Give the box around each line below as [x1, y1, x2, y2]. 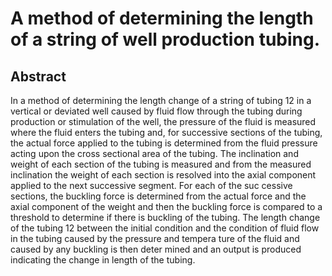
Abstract [10, 68, 67, 85]
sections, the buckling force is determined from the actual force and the [10, 190, 307, 202]
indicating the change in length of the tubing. [10, 254, 196, 266]
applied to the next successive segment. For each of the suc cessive [10, 180, 293, 191]
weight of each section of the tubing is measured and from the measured [10, 158, 312, 170]
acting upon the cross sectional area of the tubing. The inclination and [10, 148, 299, 159]
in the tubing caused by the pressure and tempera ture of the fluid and [10, 233, 300, 244]
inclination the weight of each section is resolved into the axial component [10, 169, 317, 181]
